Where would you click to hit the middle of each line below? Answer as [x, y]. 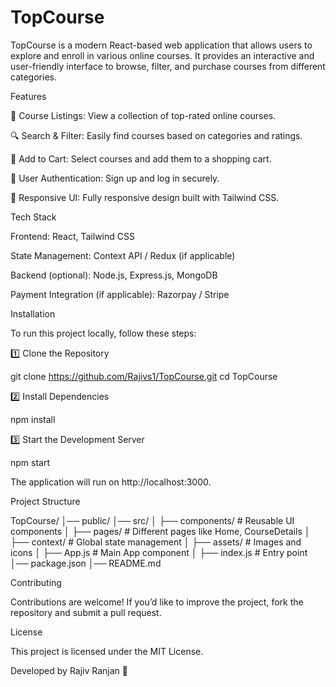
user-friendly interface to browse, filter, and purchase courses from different [168, 66]
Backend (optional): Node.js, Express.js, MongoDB [114, 275]
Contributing [36, 582]
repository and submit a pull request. [86, 612]
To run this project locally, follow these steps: [103, 333]
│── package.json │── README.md [86, 563]
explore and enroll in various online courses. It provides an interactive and [162, 55]
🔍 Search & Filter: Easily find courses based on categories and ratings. [156, 135]
